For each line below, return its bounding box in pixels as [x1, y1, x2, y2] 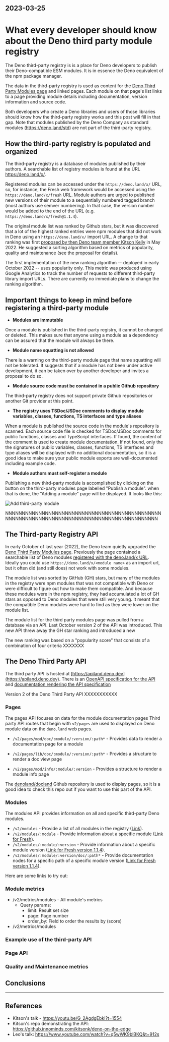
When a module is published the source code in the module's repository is [5, 423, 159, 429]
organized [5, 147, 38, 156]
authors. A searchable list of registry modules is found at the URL [5, 166, 141, 172]
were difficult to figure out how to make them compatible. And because [5, 585, 153, 592]
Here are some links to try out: [5, 873, 68, 879]
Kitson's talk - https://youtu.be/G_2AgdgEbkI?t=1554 [12, 1015, 122, 1021]
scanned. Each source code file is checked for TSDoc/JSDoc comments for [5, 428, 162, 434]
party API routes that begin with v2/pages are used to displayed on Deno [5, 720, 155, 726]
